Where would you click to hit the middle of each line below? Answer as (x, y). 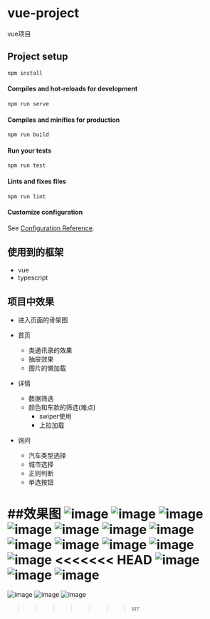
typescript (33, 277)
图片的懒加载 (47, 368)
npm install (25, 73)
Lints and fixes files (37, 181)
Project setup (38, 57)
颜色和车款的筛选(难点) (62, 407)
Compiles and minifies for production (64, 120)
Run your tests (30, 150)
